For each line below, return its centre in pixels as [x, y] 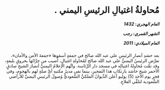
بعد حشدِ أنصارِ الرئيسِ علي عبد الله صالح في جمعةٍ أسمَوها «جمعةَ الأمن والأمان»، [85, 56]
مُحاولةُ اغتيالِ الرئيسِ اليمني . [107, 10]
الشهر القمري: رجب [141, 33]
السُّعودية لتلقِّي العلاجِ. [139, 82]
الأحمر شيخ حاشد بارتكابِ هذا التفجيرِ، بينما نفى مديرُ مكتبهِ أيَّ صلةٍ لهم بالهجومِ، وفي [83, 71]
